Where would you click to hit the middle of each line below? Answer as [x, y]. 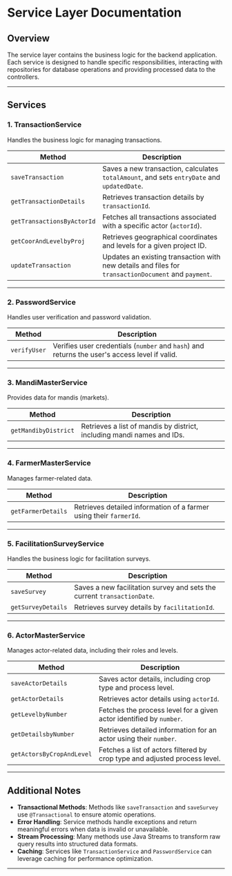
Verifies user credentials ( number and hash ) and [129, 346]
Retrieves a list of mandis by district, [140, 427]
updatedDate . [123, 186]
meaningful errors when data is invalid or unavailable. [93, 829]
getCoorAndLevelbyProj [48, 241]
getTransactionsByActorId [53, 221]
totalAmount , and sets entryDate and [162, 177]
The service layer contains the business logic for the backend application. [112, 55]
